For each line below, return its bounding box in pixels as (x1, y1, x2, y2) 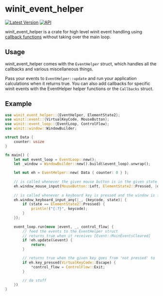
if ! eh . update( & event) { (22, 238, 73, 243)
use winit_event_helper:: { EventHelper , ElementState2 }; (5, 112, 120, 117)
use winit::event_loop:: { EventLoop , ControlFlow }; (5, 122, 110, 126)
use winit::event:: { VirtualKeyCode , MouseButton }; (5, 117, 110, 122)
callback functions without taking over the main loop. (5, 34, 111, 40)
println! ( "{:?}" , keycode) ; (31, 206, 88, 211)
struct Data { (5, 135, 34, 140)
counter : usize (14, 139, 45, 144)
